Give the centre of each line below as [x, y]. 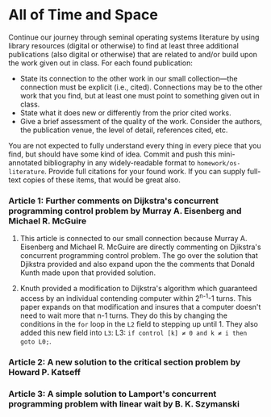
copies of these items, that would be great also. [102, 180]
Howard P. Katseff [45, 372]
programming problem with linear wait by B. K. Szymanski [124, 403]
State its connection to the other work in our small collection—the [129, 78]
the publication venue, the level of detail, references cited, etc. [124, 130]
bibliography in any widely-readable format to [120, 162]
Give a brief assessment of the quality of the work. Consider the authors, [141, 121]
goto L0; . [36, 341]
